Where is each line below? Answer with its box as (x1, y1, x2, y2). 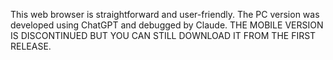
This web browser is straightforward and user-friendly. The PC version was (10, 9, 320, 20)
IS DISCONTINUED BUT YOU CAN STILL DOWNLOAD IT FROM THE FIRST (10, 30, 317, 41)
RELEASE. (10, 40, 52, 52)
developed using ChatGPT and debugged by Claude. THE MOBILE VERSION (10, 19, 324, 31)
